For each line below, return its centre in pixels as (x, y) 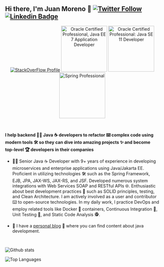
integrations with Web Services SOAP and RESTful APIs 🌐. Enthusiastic (84, 185)
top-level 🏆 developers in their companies (49, 149)
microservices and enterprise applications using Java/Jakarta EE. (78, 168)
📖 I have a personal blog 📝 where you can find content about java (78, 226)
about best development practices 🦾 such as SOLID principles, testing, (83, 191)
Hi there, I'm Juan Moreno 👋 (48, 9)
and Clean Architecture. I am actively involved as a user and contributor (84, 196)
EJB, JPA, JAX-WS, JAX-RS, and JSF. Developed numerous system (80, 181)
